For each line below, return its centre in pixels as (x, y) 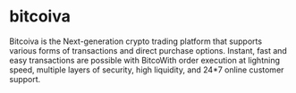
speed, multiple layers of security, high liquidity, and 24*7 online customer (147, 70)
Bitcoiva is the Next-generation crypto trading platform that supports (135, 41)
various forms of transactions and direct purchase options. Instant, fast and (148, 50)
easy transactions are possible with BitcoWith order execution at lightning (144, 60)
